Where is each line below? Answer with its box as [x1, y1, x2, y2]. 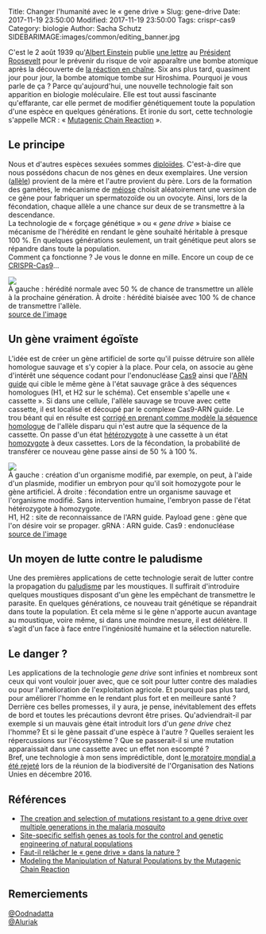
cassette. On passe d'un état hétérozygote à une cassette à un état [8, 430, 229, 439]
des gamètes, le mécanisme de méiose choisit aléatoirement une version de [8, 185, 256, 194]
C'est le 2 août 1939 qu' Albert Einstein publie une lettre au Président [8, 48, 231, 56]
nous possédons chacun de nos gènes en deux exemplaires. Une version [8, 167, 249, 177]
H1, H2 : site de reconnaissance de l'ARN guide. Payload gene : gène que [8, 512, 248, 522]
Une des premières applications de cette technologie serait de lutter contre [8, 573, 254, 583]
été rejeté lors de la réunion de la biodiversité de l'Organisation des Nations [8, 761, 254, 771]
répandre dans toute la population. [8, 243, 121, 253]
